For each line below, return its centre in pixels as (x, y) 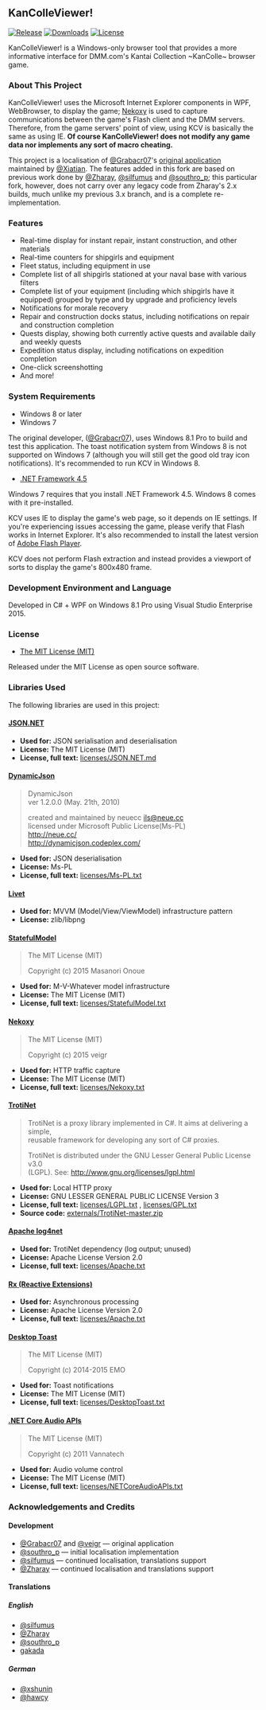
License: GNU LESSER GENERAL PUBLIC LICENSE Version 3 (119, 1196)
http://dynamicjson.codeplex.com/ (84, 843)
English (21, 1605)
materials (35, 249)
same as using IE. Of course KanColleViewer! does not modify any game (129, 137)
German (22, 1669)
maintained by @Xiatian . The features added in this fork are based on (122, 169)
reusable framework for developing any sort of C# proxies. (123, 1140)
